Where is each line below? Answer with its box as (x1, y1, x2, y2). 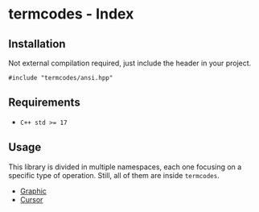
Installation (8, 37, 66, 51)
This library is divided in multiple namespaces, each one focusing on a (8, 162, 242, 172)
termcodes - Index (8, 5, 134, 23)
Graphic (19, 186, 47, 196)
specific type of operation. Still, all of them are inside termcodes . (8, 170, 220, 180)
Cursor (19, 194, 43, 204)
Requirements (8, 96, 80, 110)
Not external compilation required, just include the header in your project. (8, 58, 252, 68)
